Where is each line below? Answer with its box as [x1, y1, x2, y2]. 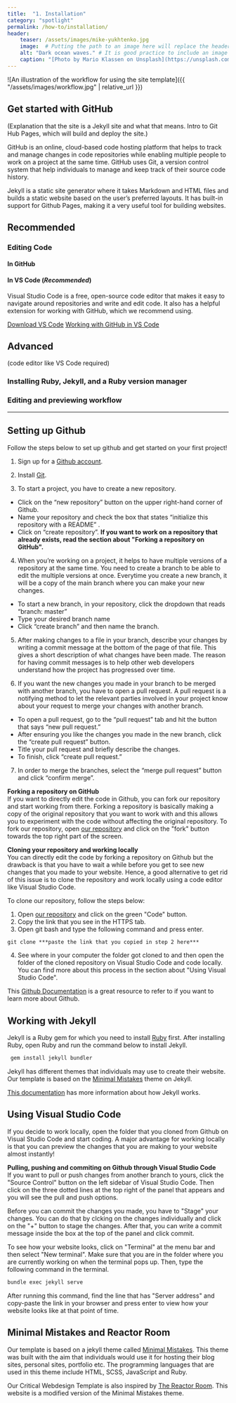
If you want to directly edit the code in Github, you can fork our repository [7, 794, 221, 803]
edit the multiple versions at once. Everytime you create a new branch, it [17, 571, 228, 579]
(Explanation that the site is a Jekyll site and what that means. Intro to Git [7, 121, 218, 130]
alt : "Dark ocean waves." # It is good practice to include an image [20, 50, 228, 57]
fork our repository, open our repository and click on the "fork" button [7, 824, 209, 833]
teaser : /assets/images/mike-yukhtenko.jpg [20, 37, 150, 44]
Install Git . [17, 470, 47, 479]
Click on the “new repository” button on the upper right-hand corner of [17, 498, 223, 506]
